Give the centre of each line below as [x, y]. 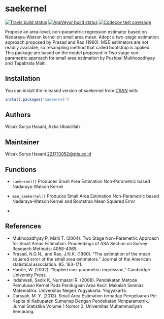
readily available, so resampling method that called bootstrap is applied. [78, 47]
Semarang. [23, 311]
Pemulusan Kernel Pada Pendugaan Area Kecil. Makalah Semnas [78, 285]
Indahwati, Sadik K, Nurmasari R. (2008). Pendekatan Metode [75, 280]
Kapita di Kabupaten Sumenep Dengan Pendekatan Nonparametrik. [81, 301]
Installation [23, 79]
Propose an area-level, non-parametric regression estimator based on [76, 32]
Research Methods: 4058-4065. [45, 249]
